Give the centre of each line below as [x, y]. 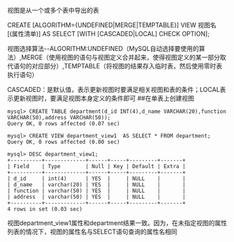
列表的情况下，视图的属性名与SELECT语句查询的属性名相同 [92, 232]
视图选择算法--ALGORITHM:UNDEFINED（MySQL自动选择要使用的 [103, 48]
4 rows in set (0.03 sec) [45, 209]
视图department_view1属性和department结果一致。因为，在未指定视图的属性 [117, 223]
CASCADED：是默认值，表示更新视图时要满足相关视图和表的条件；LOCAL [114, 90]
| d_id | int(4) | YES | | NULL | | [97, 179]
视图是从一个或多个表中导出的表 [53, 10]
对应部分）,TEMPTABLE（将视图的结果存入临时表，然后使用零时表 [127, 66]
